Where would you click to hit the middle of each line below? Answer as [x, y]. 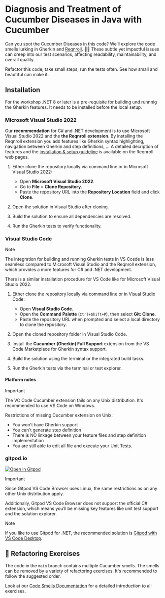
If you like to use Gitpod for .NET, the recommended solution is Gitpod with [81, 533]
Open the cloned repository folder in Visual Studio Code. [69, 334]
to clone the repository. [43, 324]
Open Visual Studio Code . [46, 309]
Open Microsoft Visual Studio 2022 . [57, 182]
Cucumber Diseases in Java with [73, 20]
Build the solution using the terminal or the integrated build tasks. [78, 359]
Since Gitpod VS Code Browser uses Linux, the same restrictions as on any [81, 488]
